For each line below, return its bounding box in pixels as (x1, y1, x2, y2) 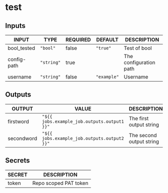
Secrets (5, 156, 30, 165)
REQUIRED (65, 36, 91, 43)
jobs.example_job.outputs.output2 (41, 135, 124, 141)
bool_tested (7, 44, 35, 51)
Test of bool (123, 44, 152, 51)
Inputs (5, 21, 26, 30)
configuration (123, 59, 155, 66)
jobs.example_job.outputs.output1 (41, 118, 124, 124)
